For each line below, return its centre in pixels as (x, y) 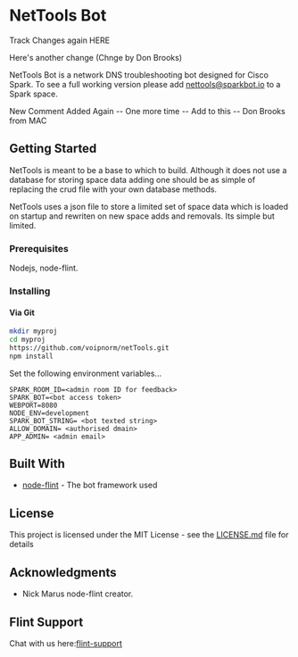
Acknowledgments (63, 572)
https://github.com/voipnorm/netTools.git (89, 348)
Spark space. (33, 94)
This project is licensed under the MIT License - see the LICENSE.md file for (149, 535)
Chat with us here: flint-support (66, 643)
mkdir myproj (33, 331)
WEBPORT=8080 (33, 405)
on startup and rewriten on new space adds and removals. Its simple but (142, 216)
